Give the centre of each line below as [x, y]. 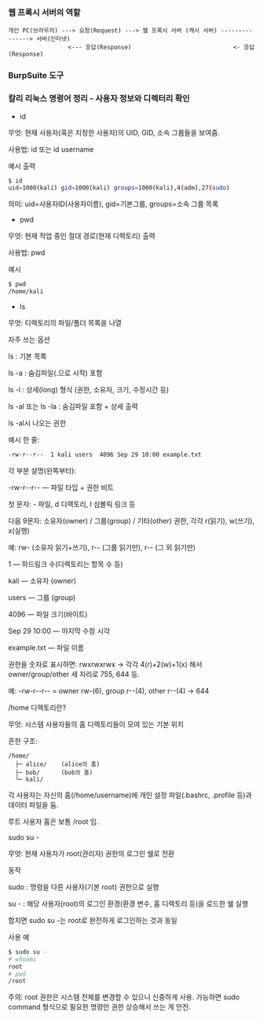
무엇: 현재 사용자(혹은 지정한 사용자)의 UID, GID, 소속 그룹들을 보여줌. [114, 132]
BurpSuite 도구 [36, 75]
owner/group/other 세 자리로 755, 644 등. [74, 674]
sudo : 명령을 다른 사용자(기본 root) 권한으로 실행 [84, 887]
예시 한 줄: [24, 440]
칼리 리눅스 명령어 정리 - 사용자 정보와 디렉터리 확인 [99, 98]
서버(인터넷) [53, 39]
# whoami [22, 959]
